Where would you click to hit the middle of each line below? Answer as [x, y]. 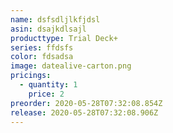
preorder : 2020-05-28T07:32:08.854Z [86, 103]
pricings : [31, 76]
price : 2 [46, 94]
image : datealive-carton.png [71, 66]
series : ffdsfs [42, 47]
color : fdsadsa [42, 57]
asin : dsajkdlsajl [48, 29]
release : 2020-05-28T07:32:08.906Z [84, 112]
